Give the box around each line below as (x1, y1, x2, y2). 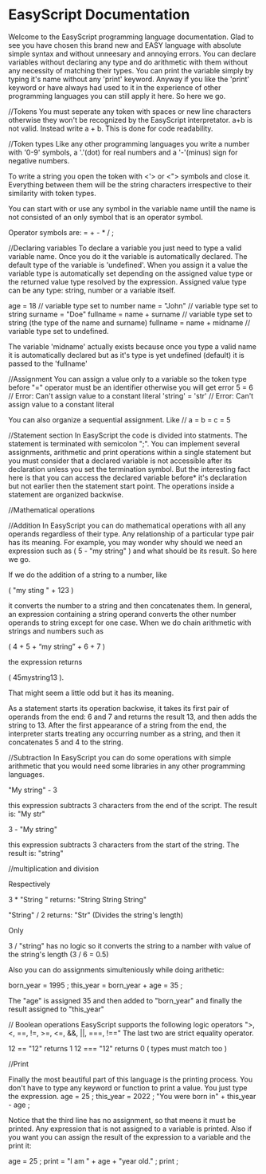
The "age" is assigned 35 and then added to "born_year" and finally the (8, 995, 243, 1005)
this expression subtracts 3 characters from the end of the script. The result (8, 800, 257, 810)
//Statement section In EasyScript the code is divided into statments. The (8, 430, 248, 440)
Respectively (8, 879, 51, 889)
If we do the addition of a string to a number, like (8, 570, 167, 579)
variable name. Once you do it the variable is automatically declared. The (8, 251, 248, 261)
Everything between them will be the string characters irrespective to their (8, 179, 252, 189)
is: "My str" (8, 809, 45, 819)
